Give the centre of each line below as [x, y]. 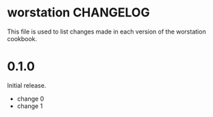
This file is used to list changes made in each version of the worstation [107, 31]
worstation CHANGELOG [78, 13]
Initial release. [27, 85]
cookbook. [22, 38]
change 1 [30, 106]
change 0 [30, 99]
